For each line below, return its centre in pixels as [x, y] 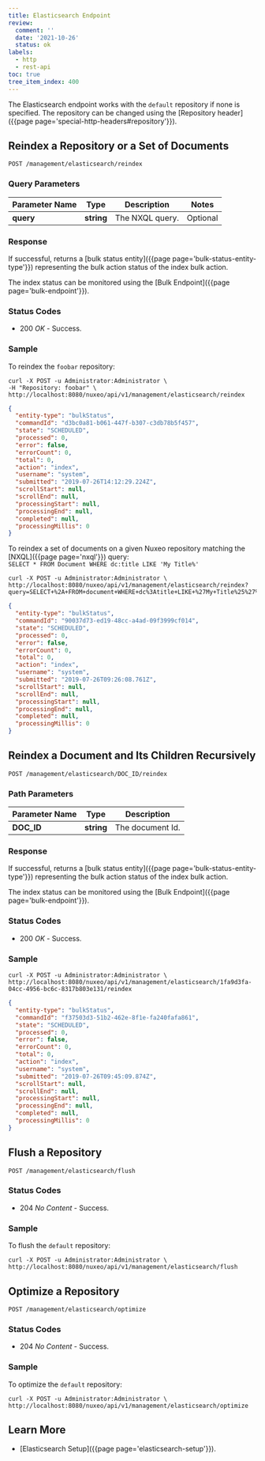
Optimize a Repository [64, 1291]
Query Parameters [44, 184]
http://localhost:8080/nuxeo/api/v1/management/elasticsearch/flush [123, 1267]
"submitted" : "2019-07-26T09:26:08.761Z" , [86, 679]
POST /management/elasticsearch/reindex [76, 164]
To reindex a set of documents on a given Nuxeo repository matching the [127, 549]
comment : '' [35, 30]
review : [21, 23]
